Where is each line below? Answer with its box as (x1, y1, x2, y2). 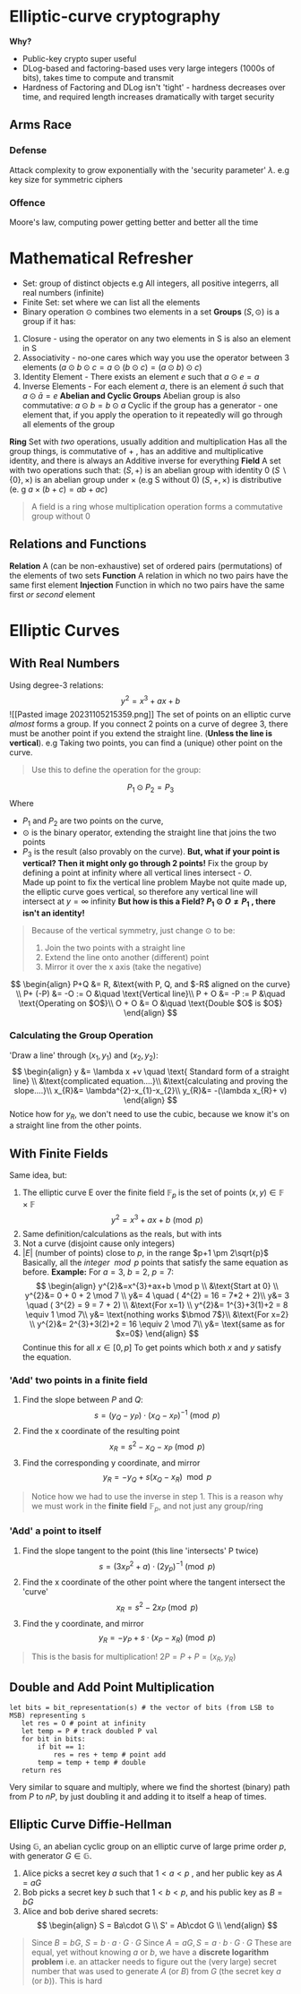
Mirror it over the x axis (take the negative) (44, 961, 202, 972)
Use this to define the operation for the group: (30, 764, 202, 776)
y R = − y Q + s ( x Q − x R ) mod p (102, 1471, 212, 1484)
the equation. (21, 1351, 72, 1362)
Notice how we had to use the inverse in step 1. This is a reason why (30, 1491, 284, 1501)
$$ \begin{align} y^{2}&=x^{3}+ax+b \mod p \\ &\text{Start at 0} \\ (35, 1280, 279, 1291)
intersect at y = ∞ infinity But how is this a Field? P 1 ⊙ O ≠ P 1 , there (21, 896, 276, 908)
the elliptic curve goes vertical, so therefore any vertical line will (21, 886, 258, 897)
